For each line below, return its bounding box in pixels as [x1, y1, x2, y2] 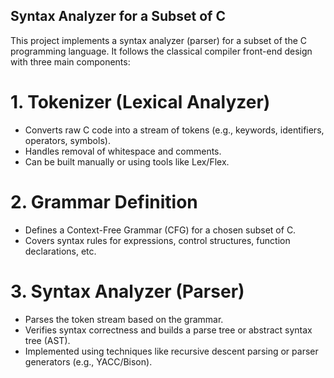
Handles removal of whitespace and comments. [24, 145, 222, 157]
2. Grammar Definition [10, 190, 198, 213]
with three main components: [10, 55, 131, 68]
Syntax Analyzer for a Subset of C [10, 8, 226, 25]
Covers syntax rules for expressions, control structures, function [24, 234, 291, 246]
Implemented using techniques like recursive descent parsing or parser [24, 345, 319, 357]
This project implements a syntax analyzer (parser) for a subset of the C [10, 34, 307, 46]
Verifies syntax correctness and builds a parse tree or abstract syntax [24, 324, 313, 336]
